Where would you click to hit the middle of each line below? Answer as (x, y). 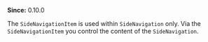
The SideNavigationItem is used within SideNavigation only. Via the (104, 23)
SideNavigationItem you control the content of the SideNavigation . (103, 31)
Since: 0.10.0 (26, 10)
